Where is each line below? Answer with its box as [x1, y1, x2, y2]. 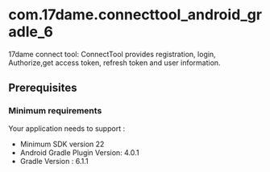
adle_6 [8, 23, 54, 41]
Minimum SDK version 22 [19, 139, 105, 149]
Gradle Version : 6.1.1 [19, 156, 89, 166]
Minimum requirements [8, 105, 102, 117]
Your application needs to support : [8, 123, 126, 133]
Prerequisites [8, 81, 77, 95]
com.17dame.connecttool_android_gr [8, 6, 263, 24]
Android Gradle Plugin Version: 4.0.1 [19, 147, 139, 158]
